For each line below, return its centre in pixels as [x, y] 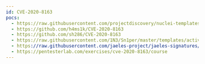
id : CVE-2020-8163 [29, 12]
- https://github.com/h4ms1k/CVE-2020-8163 [67, 29]
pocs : [13, 18]
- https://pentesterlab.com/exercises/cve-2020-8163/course [89, 52]
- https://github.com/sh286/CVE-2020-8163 [66, 35]
